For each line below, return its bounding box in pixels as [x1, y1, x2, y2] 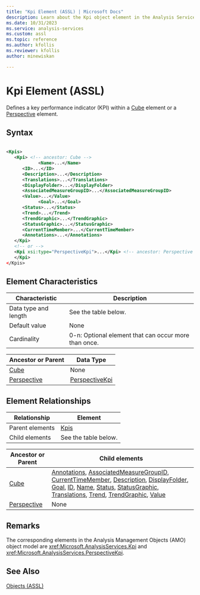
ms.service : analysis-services [6, 25, 84, 32]
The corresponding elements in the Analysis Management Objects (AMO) [6, 536, 186, 544]
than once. [69, 339, 99, 347]
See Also [6, 566, 40, 576]
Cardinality [9, 335, 40, 343]
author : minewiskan [6, 53, 55, 59]
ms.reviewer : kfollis [6, 48, 60, 54]
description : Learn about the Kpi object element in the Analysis [6, 14, 174, 20]
